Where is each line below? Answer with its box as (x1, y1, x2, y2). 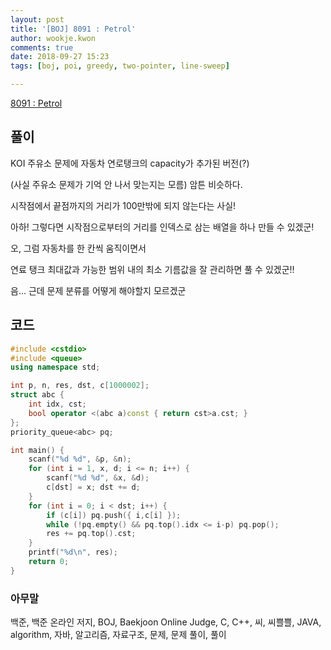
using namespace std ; (10, 362, 101, 373)
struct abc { (10, 390, 65, 400)
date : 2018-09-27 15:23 (10, 52, 110, 62)
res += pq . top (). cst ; (46, 529, 137, 539)
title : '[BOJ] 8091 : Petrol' (10, 24, 137, 34)
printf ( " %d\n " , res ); (28, 547, 118, 558)
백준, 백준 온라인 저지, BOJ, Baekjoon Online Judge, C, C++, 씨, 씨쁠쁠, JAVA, (10, 616, 322, 628)
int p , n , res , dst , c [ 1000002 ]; (10, 381, 150, 391)
